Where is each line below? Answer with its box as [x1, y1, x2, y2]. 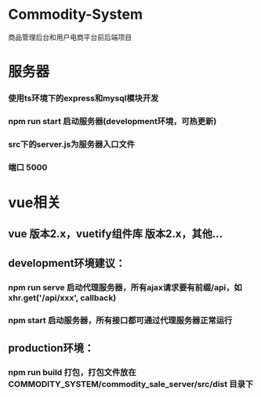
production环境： [8, 341, 95, 355]
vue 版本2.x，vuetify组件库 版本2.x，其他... [8, 228, 223, 241]
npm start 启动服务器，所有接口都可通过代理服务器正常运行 [8, 315, 233, 326]
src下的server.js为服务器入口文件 [8, 139, 136, 150]
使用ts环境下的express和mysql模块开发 [8, 93, 159, 104]
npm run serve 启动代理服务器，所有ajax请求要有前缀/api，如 [8, 282, 243, 293]
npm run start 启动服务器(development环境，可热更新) [8, 115, 217, 126]
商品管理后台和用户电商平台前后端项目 [8, 32, 132, 42]
